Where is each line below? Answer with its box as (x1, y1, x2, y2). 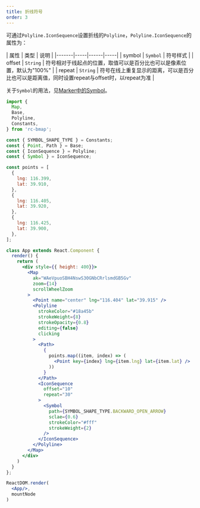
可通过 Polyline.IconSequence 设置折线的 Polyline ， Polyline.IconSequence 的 (6, 31, 192, 39)
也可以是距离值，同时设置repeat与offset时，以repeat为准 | (11, 74, 155, 81)
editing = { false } (37, 325, 79, 331)
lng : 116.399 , (17, 176, 52, 181)
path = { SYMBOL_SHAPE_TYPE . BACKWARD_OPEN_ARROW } (48, 408, 167, 414)
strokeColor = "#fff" (48, 419, 97, 426)
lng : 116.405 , (17, 198, 52, 204)
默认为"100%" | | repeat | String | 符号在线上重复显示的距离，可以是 (16, 66, 183, 73)
